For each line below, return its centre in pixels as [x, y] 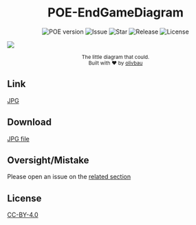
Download [29, 122]
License [24, 198]
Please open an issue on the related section [69, 177]
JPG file [18, 139]
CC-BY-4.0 [23, 215]
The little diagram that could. [116, 57]
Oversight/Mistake [48, 160]
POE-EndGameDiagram [116, 13]
